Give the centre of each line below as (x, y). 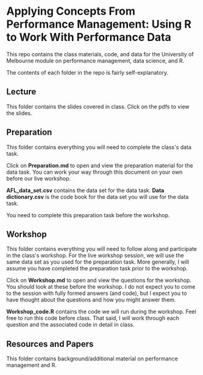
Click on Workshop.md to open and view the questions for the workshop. (99, 280)
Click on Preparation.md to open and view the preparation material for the (100, 165)
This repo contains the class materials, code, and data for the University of (100, 54)
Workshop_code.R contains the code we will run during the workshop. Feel (101, 312)
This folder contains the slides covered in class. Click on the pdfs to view (98, 106)
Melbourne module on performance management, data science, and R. (95, 61)
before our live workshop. (39, 178)
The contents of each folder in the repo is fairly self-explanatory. (87, 72)
